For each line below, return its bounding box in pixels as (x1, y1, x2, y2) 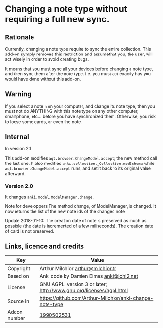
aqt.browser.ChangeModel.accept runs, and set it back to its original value (5, 165, 151, 171)
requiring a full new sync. (5, 14, 110, 25)
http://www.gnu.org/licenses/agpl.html (39, 287, 128, 293)
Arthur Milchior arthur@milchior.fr (39, 265, 117, 272)
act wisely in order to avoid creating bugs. (5, 56, 89, 62)
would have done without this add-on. (5, 76, 81, 82)
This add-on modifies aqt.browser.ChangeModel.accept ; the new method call (5, 155, 158, 161)
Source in (7, 298, 30, 305)
